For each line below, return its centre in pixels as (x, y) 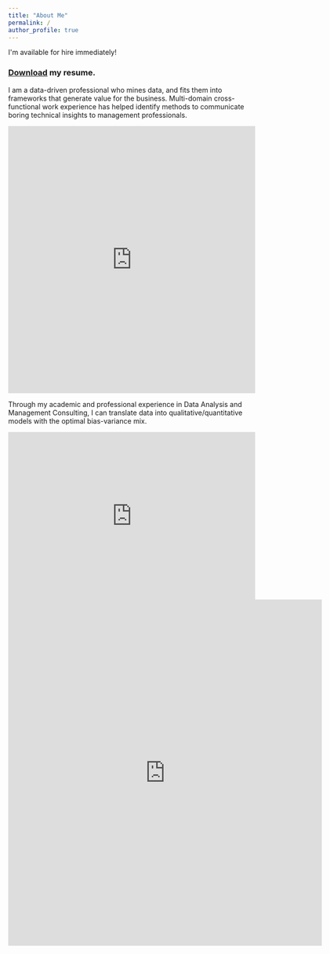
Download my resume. (52, 73)
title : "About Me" (38, 15)
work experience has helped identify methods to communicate (143, 106)
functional (24, 106)
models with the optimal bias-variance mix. (78, 420)
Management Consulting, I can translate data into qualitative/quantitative (125, 413)
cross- (224, 98)
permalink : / (29, 23)
